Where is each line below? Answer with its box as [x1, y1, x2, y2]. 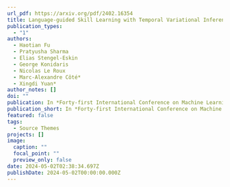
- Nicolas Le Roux [13, 67, 66, 74]
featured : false [7, 112, 53, 119]
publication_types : [7, 23, 63, 29]
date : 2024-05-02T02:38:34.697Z [7, 162, 99, 170]
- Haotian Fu [13, 42, 51, 49]
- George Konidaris [13, 61, 69, 68]
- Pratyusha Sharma [13, 49, 69, 55]
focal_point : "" [13, 150, 60, 158]
